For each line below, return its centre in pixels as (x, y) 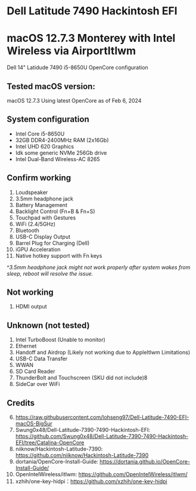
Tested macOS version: (51, 86)
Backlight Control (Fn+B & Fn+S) (55, 211)
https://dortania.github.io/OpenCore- (145, 461)
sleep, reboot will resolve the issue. (50, 273)
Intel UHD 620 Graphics (44, 146)
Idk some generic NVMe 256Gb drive (61, 153)
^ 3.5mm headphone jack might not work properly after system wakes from (99, 267)
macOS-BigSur (34, 424)
